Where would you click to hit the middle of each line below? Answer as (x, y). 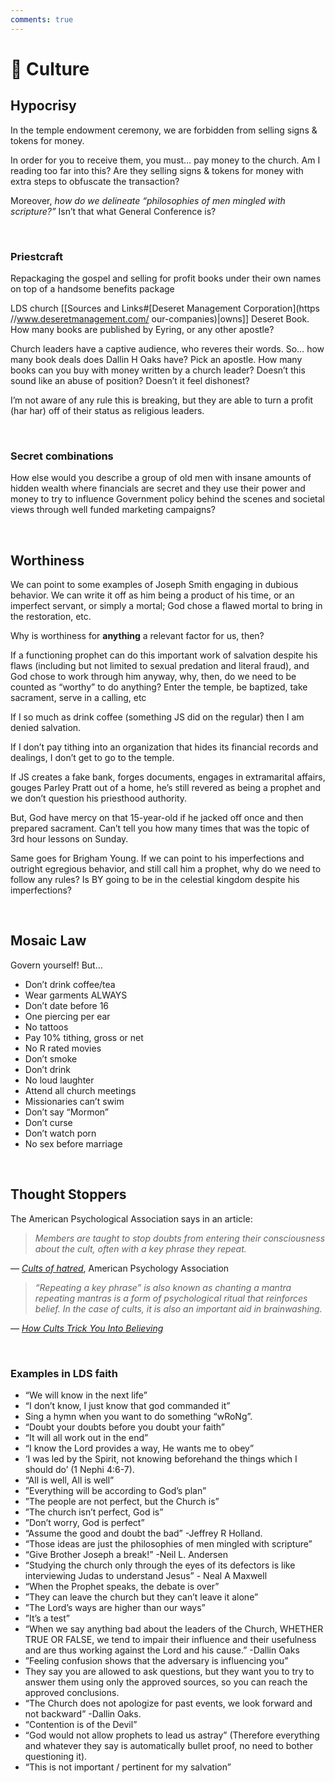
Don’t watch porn (60, 1133)
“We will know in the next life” (86, 1395)
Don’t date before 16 (67, 1005)
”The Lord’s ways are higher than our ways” (115, 1607)
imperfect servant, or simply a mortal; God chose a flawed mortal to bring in (166, 606)
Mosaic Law (48, 941)
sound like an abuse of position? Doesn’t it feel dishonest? (130, 380)
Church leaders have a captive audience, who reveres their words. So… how (167, 348)
